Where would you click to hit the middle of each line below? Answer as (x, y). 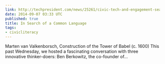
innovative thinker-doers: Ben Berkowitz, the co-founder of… (67, 56)
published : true (22, 19)
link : (11, 10)
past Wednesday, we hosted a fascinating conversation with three (72, 51)
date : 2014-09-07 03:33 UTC (34, 14)
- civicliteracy (22, 32)
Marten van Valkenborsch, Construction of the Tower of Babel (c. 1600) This (82, 46)
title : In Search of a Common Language (46, 23)
